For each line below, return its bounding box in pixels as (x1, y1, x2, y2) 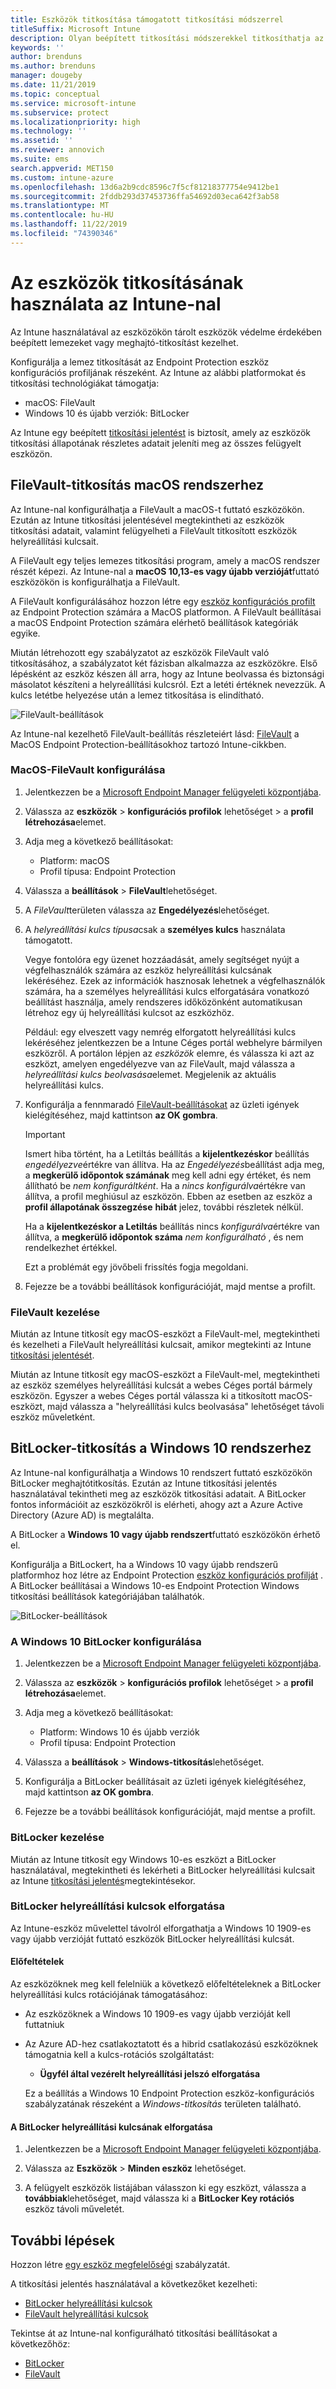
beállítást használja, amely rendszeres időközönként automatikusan (24, 996, 303, 1008)
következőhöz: (10, 2338, 71, 2350)
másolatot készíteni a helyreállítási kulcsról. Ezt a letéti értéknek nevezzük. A (10, 678, 326, 690)
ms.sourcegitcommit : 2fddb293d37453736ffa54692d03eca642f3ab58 (10, 191, 280, 201)
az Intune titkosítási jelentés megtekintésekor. (10, 1874, 196, 1886)
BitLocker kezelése (10, 1831, 105, 1845)
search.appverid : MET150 (10, 163, 114, 173)
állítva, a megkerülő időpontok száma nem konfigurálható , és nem (24, 1231, 304, 1243)
